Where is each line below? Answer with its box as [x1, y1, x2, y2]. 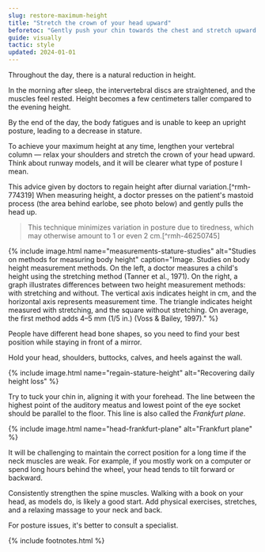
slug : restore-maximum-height [8, 11, 108, 20]
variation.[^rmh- [199, 182, 252, 191]
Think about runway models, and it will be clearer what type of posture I [8, 158, 243, 167]
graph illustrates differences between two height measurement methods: [8, 280, 246, 289]
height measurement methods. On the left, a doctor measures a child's [8, 263, 239, 272]
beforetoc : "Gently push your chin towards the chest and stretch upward [8, 26, 257, 34]
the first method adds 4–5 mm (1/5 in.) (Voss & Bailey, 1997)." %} [8, 314, 219, 323]
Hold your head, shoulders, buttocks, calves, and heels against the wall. [8, 353, 243, 362]
